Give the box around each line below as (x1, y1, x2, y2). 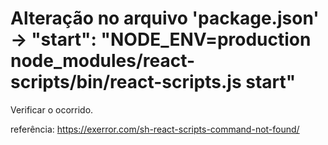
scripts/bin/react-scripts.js (10, 71, 242, 94)
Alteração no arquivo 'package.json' (10, 7, 320, 30)
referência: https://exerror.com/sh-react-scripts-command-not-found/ (10, 123, 300, 135)
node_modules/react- (10, 50, 196, 72)
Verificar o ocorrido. (10, 103, 94, 116)
